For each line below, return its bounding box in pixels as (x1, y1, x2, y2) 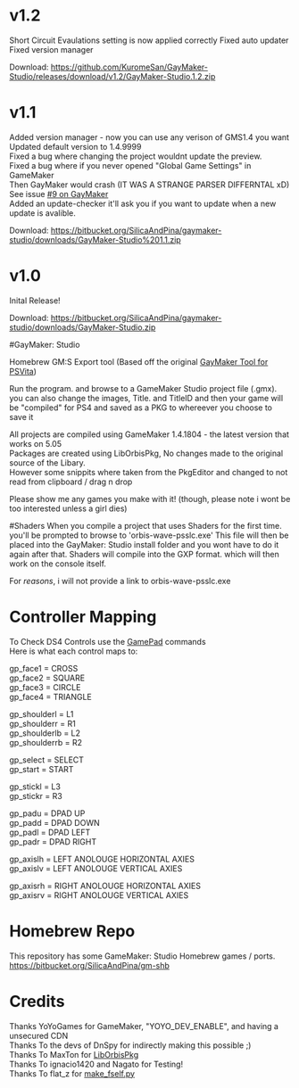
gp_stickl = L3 (9, 781, 61, 792)
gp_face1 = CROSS (9, 663, 79, 673)
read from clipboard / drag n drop (9, 476, 133, 487)
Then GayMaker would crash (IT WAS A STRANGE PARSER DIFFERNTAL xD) (9, 179, 290, 190)
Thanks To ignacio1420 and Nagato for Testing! (9, 1059, 184, 1069)
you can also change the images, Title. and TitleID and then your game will (9, 392, 284, 403)
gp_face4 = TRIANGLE (9, 691, 92, 702)
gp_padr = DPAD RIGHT (9, 836, 96, 847)
